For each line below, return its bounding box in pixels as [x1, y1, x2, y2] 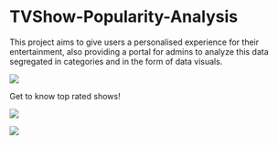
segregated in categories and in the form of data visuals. [9, 56, 223, 67]
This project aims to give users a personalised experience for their [9, 36, 259, 47]
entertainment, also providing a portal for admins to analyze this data [9, 46, 270, 57]
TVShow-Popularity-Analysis [9, 6, 239, 27]
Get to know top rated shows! [9, 90, 121, 101]
